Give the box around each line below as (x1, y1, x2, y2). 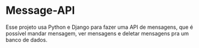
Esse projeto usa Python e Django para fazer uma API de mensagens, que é (5, 23, 194, 31)
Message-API (5, 4, 75, 17)
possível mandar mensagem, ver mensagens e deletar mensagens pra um (5, 29, 189, 37)
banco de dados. (5, 36, 47, 43)
